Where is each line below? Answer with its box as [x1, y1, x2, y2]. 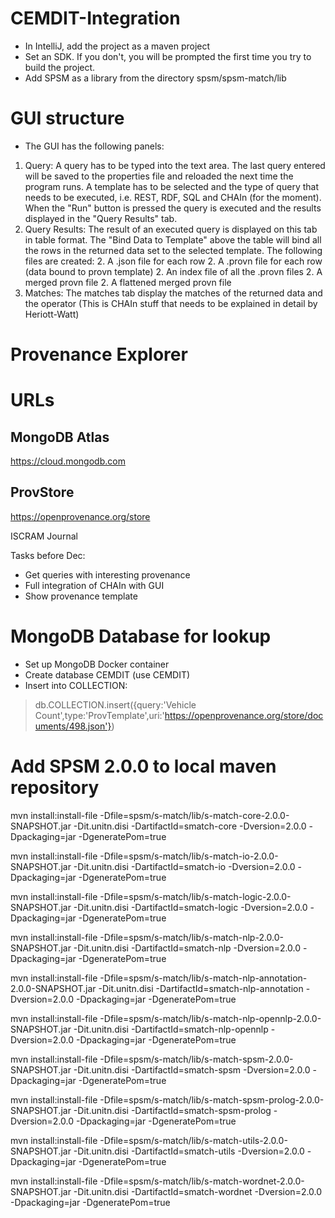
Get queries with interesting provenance [24, 568, 191, 581]
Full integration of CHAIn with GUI [24, 579, 165, 591]
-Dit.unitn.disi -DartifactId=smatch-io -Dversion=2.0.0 [73, 860, 296, 872]
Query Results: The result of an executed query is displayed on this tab [24, 223, 318, 235]
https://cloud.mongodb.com [10, 455, 126, 467]
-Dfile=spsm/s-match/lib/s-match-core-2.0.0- [99, 809, 290, 821]
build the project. [24, 61, 96, 73]
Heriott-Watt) [24, 308, 80, 320]
